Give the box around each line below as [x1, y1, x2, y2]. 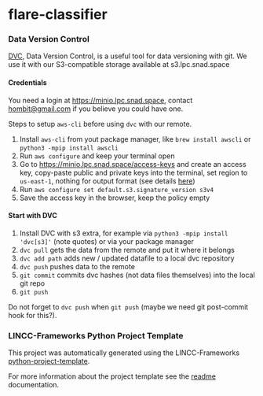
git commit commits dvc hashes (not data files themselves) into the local [19, 270, 255, 279]
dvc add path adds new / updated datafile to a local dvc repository [19, 254, 235, 263]
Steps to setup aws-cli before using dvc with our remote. [8, 119, 192, 128]
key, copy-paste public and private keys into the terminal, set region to [19, 168, 248, 177]
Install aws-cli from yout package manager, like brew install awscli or [19, 134, 251, 143]
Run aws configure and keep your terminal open [19, 151, 175, 161]
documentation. [8, 380, 60, 390]
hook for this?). [8, 310, 57, 320]
